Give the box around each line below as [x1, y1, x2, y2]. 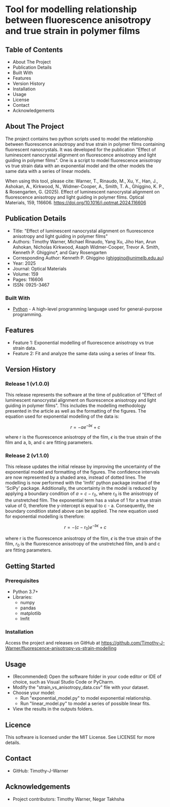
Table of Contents [5, 45, 63, 54]
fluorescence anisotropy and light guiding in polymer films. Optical [5, 194, 145, 200]
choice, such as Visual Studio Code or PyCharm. [12, 679, 114, 685]
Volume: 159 [12, 271, 39, 277]
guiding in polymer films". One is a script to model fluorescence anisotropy [5, 157, 161, 163]
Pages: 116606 [12, 276, 43, 283]
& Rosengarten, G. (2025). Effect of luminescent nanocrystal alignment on [5, 189, 160, 195]
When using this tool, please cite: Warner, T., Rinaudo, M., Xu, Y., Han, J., [5, 178, 158, 184]
